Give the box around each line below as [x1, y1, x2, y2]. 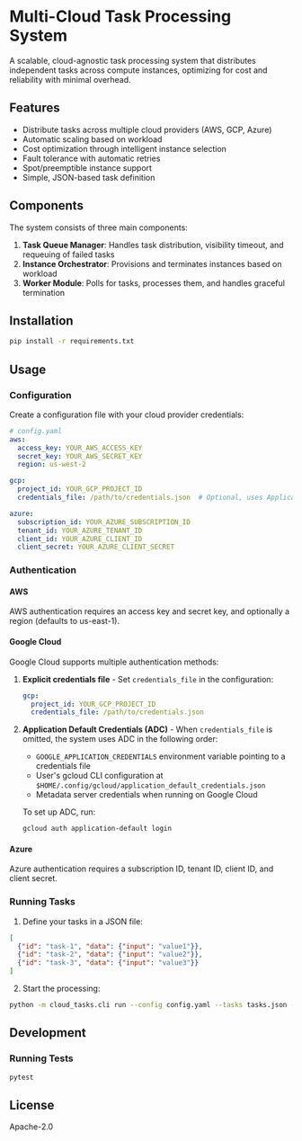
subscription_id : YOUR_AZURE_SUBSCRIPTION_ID [17, 517, 191, 527]
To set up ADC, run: [22, 807, 96, 817]
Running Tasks [9, 896, 76, 908]
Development [9, 1025, 87, 1040]
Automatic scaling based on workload [22, 133, 163, 145]
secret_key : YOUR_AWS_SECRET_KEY [17, 451, 143, 460]
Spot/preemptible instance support [22, 162, 153, 173]
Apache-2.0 [9, 1121, 54, 1132]
